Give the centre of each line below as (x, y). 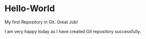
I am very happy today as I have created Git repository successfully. (73, 31)
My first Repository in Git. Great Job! (42, 22)
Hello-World (30, 9)
